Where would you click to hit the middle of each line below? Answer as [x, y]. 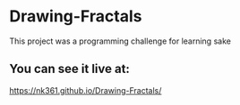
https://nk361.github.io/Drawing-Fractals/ [86, 90]
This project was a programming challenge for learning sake [120, 41]
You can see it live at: [69, 69]
